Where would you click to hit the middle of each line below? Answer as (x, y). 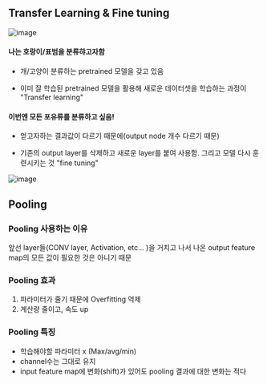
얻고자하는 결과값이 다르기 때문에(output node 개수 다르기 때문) (120, 136)
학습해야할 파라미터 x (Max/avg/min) (78, 351)
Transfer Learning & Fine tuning (89, 13)
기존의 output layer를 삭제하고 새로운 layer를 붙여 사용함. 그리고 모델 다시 (135, 153)
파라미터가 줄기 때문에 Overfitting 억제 (81, 299)
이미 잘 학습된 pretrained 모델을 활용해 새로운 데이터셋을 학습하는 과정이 (133, 88)
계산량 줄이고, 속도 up (54, 309)
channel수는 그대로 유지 (58, 361)
